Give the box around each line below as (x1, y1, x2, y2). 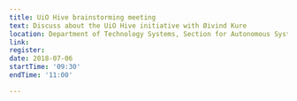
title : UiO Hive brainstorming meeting (9, 12, 156, 22)
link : (9, 37, 29, 47)
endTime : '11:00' (9, 71, 73, 80)
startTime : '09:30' (9, 63, 81, 72)
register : (9, 46, 46, 55)
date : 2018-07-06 (9, 54, 73, 63)
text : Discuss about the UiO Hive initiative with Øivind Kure (9, 21, 247, 30)
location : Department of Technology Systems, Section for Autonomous (9, 29, 271, 38)
